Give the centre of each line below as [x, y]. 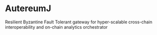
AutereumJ [28, 9]
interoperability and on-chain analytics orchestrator [56, 27]
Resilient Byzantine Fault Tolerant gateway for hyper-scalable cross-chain [79, 22]
